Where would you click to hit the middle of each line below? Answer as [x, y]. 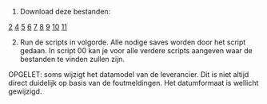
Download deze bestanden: [65, 12]
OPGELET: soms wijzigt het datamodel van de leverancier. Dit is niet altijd [129, 74]
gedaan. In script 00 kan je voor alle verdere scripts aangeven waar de [136, 50]
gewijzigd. [25, 91]
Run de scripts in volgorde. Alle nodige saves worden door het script [133, 42]
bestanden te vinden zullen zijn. [72, 59]
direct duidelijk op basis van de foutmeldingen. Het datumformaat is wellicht [133, 83]
